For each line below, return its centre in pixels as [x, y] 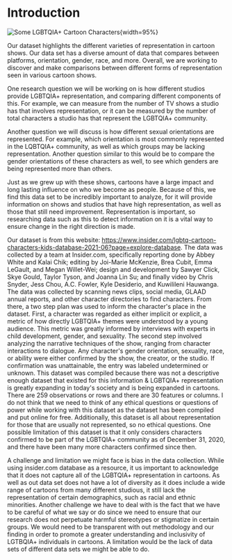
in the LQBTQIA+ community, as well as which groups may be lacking [106, 146]
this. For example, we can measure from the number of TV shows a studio [113, 103]
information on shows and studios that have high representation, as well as [114, 204]
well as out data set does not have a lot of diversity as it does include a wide [116, 482]
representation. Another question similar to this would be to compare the [111, 154]
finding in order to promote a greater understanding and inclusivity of [106, 534]
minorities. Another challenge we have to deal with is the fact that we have [114, 504]
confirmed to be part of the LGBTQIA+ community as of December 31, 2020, [116, 439]
